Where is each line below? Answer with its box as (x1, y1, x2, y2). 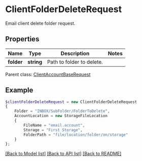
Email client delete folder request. (5, 20, 76, 26)
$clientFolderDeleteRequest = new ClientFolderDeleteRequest (5, 99, 137, 104)
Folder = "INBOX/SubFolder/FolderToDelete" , (14, 109, 110, 114)
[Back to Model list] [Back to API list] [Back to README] (5, 150, 122, 157)
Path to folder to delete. (47, 58, 103, 65)
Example (5, 86, 33, 94)
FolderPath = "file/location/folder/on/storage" (23, 132, 128, 137)
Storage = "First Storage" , (23, 127, 83, 132)
